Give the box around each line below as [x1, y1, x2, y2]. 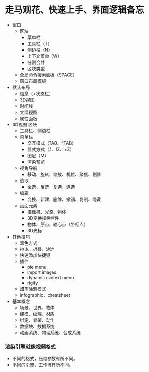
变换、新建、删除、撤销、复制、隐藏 [27, 196, 101, 202]
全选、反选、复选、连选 [27, 184, 75, 190]
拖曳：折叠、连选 [19, 246, 55, 252]
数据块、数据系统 [19, 323, 55, 329]
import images [27, 269, 57, 275]
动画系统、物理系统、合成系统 [19, 329, 81, 335]
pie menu [27, 264, 47, 270]
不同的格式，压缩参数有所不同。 [12, 356, 78, 362]
